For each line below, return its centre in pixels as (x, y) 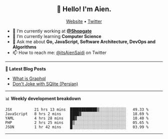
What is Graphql (29, 78)
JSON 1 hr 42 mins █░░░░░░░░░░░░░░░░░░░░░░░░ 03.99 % (77, 127)
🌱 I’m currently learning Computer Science (57, 36)
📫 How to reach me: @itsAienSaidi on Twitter (59, 52)
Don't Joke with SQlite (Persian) (45, 83)
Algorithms (24, 47)
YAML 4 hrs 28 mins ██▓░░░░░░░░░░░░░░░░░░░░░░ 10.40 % (77, 118)
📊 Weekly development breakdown (43, 98)
